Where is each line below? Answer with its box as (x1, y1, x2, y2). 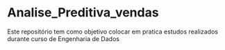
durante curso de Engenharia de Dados (7, 34, 120, 42)
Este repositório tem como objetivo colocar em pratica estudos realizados (7, 27, 219, 36)
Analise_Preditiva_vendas (7, 5, 159, 21)
